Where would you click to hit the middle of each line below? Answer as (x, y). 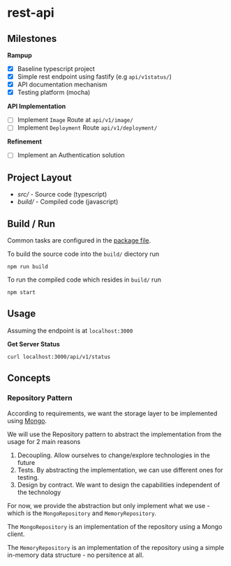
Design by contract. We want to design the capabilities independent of (119, 484)
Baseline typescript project (56, 69)
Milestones (32, 39)
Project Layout (39, 177)
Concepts (29, 378)
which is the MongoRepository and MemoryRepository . (82, 513)
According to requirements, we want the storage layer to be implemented (112, 413)
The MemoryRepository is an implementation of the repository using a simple (116, 547)
